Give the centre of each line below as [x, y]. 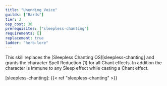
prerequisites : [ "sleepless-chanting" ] [47, 29]
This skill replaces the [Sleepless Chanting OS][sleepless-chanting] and [80, 57]
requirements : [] [23, 33]
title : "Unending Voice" [31, 10]
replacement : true [24, 38]
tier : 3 [13, 19]
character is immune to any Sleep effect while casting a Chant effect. [77, 68]
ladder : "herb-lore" [27, 43]
